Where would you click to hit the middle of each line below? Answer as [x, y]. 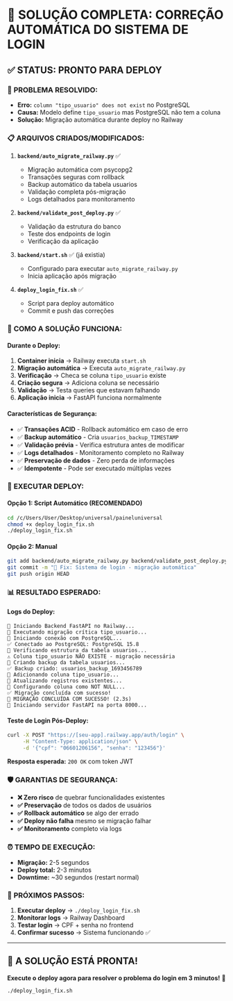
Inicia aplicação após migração [72, 276]
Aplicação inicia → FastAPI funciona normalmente [89, 398]
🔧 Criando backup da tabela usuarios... [67, 663]
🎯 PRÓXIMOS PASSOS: [46, 895]
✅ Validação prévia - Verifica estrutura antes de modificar [101, 445]
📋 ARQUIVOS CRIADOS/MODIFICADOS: [76, 138]
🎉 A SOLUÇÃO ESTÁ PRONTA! [73, 961]
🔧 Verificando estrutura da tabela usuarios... [77, 651]
